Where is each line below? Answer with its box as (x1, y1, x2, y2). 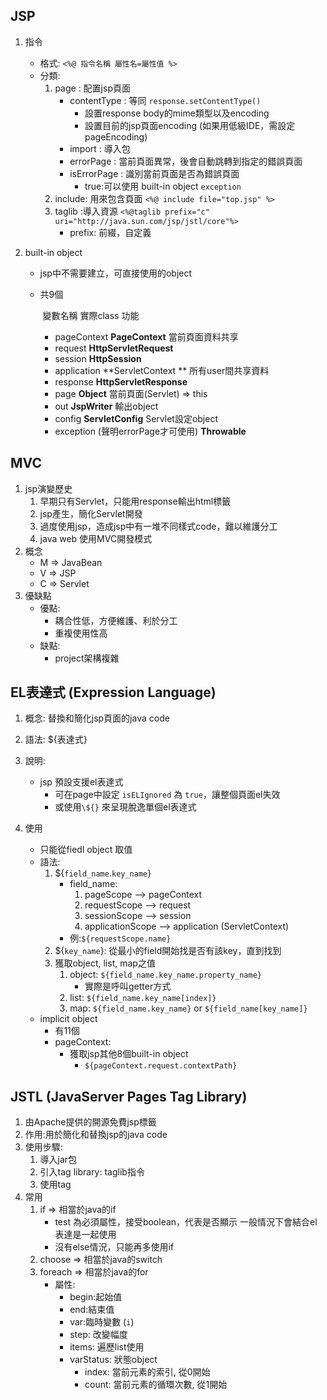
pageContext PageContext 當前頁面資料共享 (54, 330, 239, 343)
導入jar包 (39, 1154, 78, 1166)
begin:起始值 (69, 1291, 123, 1303)
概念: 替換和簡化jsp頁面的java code (24, 712, 170, 724)
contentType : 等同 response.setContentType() (69, 94, 262, 106)
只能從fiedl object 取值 (39, 844, 133, 856)
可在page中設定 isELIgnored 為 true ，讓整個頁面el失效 (54, 789, 281, 801)
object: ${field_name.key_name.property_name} (69, 969, 262, 981)
